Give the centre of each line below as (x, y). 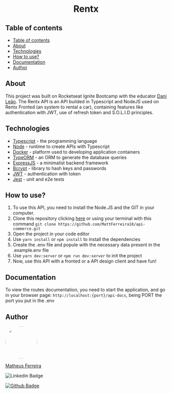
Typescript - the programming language (55, 141)
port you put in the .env (30, 301)
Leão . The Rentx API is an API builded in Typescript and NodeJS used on (82, 101)
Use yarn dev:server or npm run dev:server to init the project (77, 256)
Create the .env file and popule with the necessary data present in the (86, 245)
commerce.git (27, 229)
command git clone (34, 224)
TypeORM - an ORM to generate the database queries (70, 157)
